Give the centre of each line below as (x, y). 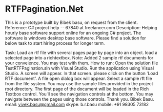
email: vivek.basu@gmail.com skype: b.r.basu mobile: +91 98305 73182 (77, 104)
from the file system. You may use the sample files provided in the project (79, 83)
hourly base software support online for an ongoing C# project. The (73, 33)
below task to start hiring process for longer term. (55, 43)
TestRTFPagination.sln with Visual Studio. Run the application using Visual (80, 68)
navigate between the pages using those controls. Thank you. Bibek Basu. (80, 99)
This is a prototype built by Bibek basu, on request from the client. (71, 22)
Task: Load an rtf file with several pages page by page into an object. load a (81, 53)
